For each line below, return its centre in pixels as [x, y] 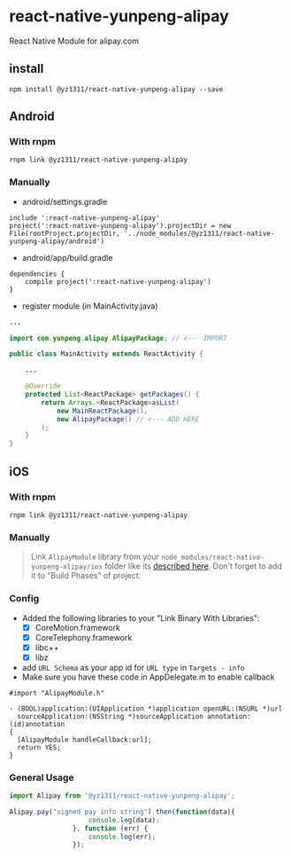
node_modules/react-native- [213, 558]
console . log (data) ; [124, 820]
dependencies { [37, 274]
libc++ [47, 647]
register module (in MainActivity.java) [90, 306]
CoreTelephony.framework [84, 637]
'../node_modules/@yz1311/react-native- [199, 233]
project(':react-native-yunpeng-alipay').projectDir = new [120, 225]
